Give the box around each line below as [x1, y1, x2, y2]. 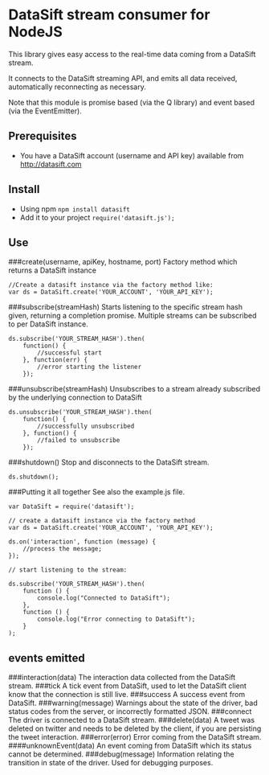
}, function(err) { [22, 356, 88, 364]
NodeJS [8, 23, 63, 41]
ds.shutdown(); [8, 473, 59, 482]
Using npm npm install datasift [19, 203, 131, 214]
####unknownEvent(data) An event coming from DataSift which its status [8, 741, 252, 751]
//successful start [37, 349, 103, 357]
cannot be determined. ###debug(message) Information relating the [8, 749, 234, 759]
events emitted [8, 651, 86, 665]
